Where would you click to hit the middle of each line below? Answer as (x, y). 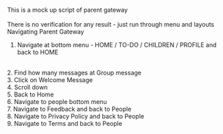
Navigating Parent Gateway (46, 31)
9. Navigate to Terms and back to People (64, 123)
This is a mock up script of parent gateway (68, 10)
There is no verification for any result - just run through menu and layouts (111, 24)
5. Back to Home (31, 94)
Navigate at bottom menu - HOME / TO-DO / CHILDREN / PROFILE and (117, 45)
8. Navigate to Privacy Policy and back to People (76, 116)
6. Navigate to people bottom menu (57, 102)
